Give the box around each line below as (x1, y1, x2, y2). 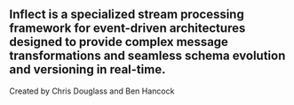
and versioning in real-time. (9, 62, 166, 78)
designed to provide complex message (9, 34, 229, 49)
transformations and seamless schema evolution (9, 49, 286, 64)
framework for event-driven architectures (9, 21, 246, 36)
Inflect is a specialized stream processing (9, 7, 244, 22)
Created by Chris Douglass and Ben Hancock (9, 86, 175, 96)
